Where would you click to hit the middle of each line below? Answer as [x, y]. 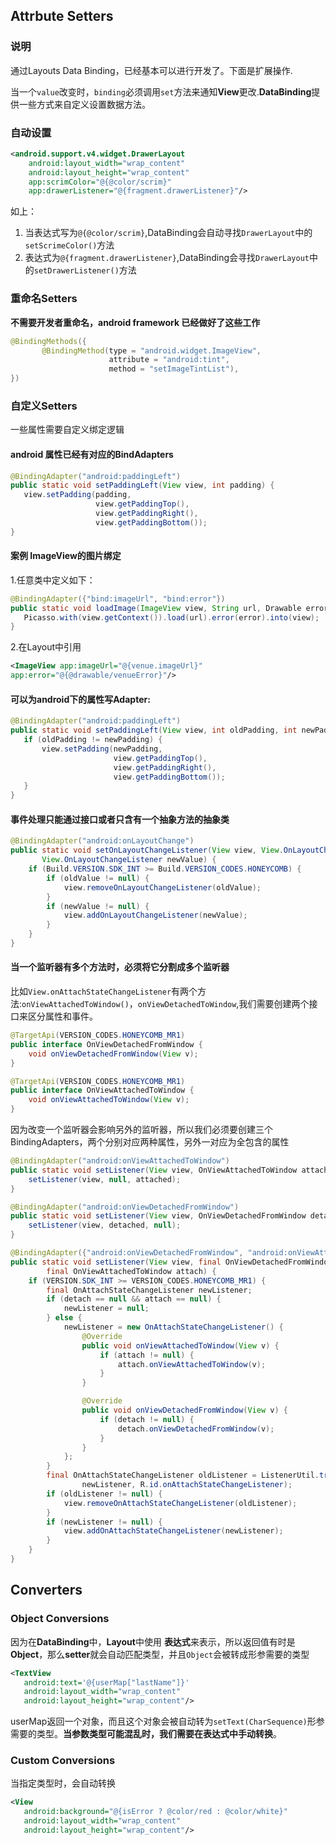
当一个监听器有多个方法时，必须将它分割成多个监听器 [120, 967]
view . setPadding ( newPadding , [102, 749]
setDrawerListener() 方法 [85, 270]
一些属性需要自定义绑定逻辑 [67, 430]
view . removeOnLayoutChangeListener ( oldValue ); [162, 887]
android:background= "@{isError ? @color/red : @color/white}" [155, 1812]
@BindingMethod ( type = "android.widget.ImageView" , [151, 350]
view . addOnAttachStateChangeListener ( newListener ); [173, 1531]
